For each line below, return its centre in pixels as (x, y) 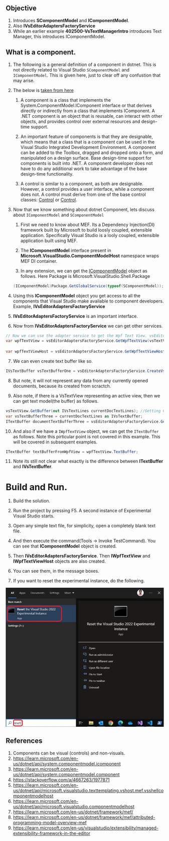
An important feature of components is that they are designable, (87, 136)
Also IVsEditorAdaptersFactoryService (54, 26)
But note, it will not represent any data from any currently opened (80, 380)
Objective (21, 8)
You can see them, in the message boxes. (56, 571)
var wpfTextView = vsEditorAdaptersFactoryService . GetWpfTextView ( (78, 341)
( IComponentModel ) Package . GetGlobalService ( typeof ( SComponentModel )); (88, 286)
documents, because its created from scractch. (62, 386)
